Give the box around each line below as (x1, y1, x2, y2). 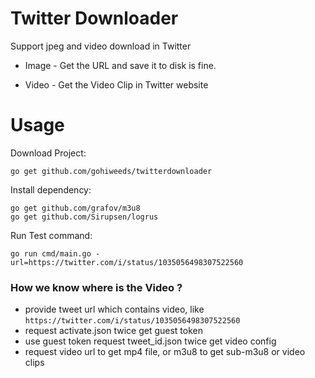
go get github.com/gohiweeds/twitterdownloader (10, 166, 213, 176)
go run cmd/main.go (10, 248, 92, 259)
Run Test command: (10, 229, 93, 241)
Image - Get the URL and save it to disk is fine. (24, 59, 217, 71)
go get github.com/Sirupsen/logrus (10, 212, 159, 222)
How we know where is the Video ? (10, 280, 183, 294)
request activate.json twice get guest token (24, 325, 204, 337)
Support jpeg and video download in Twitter (10, 40, 192, 52)
